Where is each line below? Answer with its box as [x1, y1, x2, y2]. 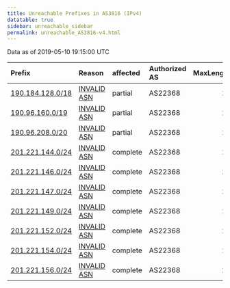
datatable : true [7, 16, 53, 23]
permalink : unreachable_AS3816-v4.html [7, 29, 121, 36]
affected [112, 68, 140, 78]
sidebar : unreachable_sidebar [7, 23, 94, 29]
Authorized [149, 64, 187, 74]
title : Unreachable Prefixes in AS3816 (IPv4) [7, 10, 142, 17]
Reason [78, 68, 104, 78]
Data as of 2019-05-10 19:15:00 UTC [7, 48, 110, 56]
